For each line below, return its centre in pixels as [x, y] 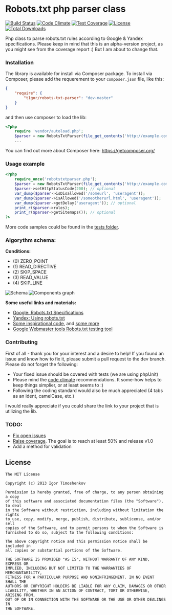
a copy [12, 496]
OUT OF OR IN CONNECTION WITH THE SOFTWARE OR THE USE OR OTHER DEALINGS [86, 599]
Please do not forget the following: [42, 364]
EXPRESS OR [17, 564]
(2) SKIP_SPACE [30, 272]
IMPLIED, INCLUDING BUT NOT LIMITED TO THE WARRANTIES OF [68, 568]
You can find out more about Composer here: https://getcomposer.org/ [80, 151]
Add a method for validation [42, 447]
